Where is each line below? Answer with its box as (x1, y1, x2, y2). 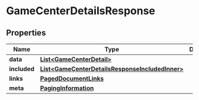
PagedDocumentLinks (40, 75, 104, 82)
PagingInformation (40, 84, 94, 92)
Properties (6, 28, 46, 38)
